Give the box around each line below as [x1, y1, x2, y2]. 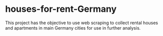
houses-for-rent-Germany [5, 3, 117, 15]
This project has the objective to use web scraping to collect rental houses [5, 20, 159, 26]
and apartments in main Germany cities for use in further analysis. [5, 25, 141, 31]
